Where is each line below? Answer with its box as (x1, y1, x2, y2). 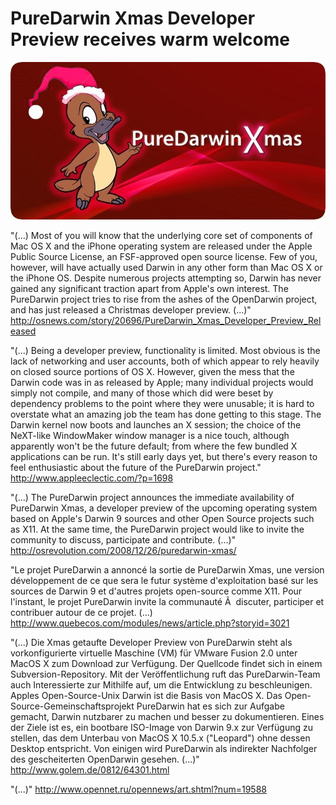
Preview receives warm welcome (10, 28, 290, 51)
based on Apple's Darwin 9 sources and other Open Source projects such (10, 512, 315, 524)
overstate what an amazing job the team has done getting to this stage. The (10, 408, 322, 420)
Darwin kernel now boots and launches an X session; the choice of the (10, 418, 302, 431)
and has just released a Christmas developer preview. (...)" (10, 303, 252, 316)
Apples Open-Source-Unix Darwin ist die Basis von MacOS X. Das (10, 689, 283, 701)
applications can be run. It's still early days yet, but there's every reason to (10, 450, 318, 462)
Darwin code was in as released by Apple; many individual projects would (10, 376, 314, 388)
